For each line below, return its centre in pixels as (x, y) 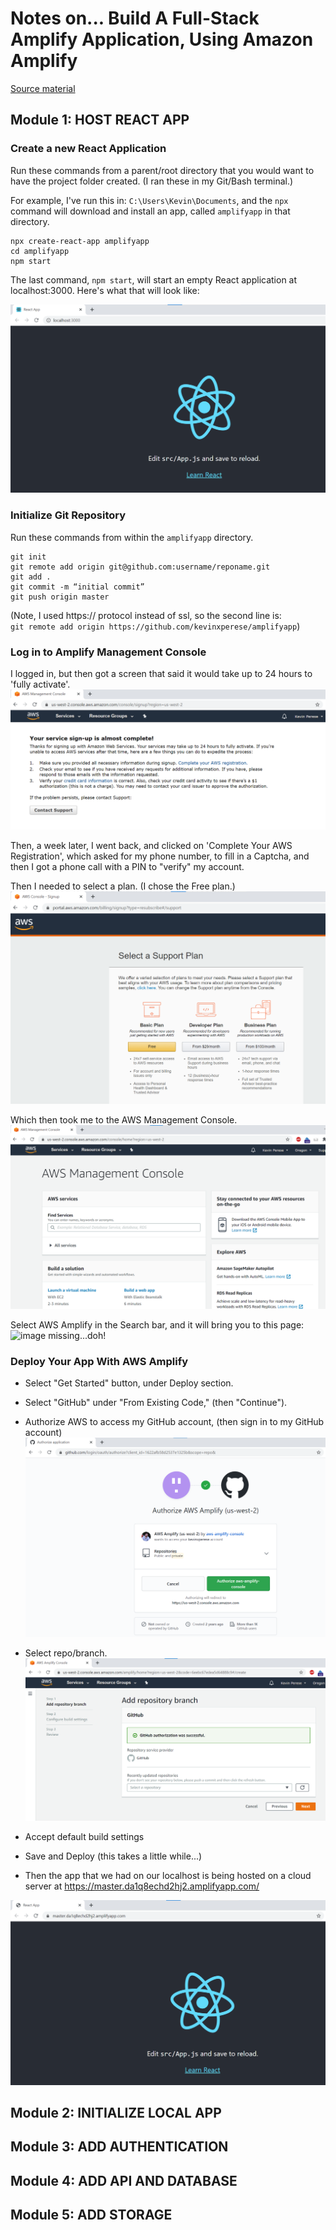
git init (28, 557)
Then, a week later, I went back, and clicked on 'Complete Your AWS (151, 846)
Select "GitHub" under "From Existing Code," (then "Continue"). (156, 1403)
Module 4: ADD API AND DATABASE (124, 2180)
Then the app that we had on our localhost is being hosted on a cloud (168, 1875)
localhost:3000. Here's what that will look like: (105, 290)
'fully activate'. (40, 684)
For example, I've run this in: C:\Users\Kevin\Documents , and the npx (149, 200)
